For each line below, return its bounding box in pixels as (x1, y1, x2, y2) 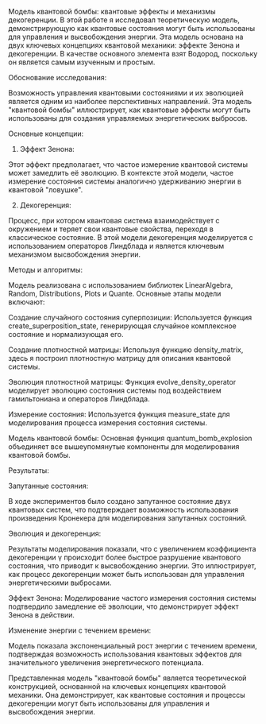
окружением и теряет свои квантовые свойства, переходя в (8, 224, 214, 234)
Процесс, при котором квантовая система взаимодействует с (8, 216, 220, 225)
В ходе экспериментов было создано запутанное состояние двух (8, 497, 232, 505)
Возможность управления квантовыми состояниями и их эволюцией (8, 88, 244, 98)
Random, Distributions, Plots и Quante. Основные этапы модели (8, 289, 222, 298)
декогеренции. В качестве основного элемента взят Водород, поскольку (8, 49, 258, 58)
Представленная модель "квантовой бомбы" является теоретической (8, 673, 247, 683)
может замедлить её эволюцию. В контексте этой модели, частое (8, 168, 234, 177)
